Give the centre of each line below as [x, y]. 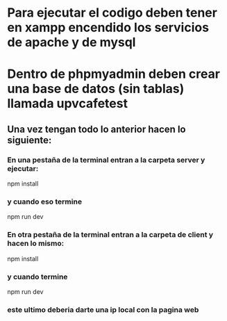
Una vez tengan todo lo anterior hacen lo [96, 129]
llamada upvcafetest [68, 104]
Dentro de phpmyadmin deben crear [114, 74]
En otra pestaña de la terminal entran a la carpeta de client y [110, 235]
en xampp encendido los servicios [108, 27]
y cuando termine [37, 277]
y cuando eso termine [44, 201]
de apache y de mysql [72, 42]
